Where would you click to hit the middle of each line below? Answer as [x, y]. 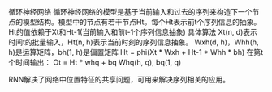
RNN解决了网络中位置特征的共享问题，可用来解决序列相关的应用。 [119, 79]
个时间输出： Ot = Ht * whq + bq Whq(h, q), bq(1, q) [95, 62]
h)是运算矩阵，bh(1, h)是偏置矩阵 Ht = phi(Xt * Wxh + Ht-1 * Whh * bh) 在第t [136, 52]
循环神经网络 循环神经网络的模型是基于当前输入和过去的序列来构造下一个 [130, 12]
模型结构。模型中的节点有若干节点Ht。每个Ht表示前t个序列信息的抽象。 [142, 22]
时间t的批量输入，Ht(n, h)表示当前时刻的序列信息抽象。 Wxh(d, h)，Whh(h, [134, 42]
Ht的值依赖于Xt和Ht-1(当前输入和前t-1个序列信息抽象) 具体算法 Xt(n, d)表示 [133, 32]
